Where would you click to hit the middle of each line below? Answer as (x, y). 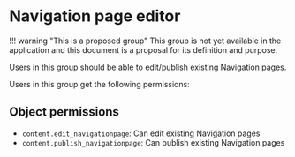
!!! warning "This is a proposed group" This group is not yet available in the (145, 41)
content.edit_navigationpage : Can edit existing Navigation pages (141, 133)
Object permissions (64, 112)
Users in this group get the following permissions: (99, 84)
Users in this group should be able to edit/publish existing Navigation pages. (148, 67)
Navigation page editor (95, 16)
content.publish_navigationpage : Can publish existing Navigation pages (153, 142)
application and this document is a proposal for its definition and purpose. (144, 49)
